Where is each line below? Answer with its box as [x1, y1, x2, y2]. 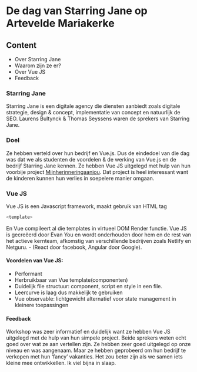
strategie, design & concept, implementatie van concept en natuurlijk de [6, 109, 181, 116]
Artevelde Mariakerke [6, 17, 115, 30]
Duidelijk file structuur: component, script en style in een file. [14, 282, 163, 289]
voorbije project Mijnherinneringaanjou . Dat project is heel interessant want [6, 168, 189, 175]
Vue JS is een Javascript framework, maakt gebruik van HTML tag [6, 202, 167, 210]
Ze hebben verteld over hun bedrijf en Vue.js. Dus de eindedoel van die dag [6, 149, 190, 157]
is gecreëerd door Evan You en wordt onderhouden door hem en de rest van [6, 231, 191, 238]
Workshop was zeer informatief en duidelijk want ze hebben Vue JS [6, 328, 171, 335]
